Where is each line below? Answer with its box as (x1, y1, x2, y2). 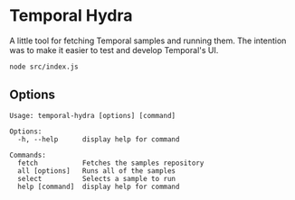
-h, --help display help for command (17, 134, 180, 144)
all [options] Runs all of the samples (17, 166, 176, 176)
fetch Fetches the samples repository (17, 159, 205, 168)
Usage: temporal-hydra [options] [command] (9, 111, 176, 120)
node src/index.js (9, 62, 79, 71)
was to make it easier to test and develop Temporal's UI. (9, 44, 219, 55)
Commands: (9, 150, 47, 159)
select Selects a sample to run (17, 174, 176, 183)
